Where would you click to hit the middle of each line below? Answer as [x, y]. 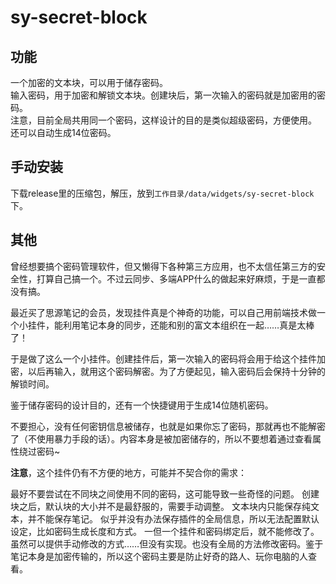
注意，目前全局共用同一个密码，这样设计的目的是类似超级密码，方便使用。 [163, 120]
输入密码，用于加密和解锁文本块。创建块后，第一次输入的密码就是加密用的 [163, 95]
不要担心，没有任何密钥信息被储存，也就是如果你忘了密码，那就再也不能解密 [168, 426]
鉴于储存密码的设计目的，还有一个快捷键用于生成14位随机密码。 [142, 405]
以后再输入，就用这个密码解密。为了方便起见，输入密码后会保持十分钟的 [176, 371]
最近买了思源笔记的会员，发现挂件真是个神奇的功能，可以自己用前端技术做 [163, 312]
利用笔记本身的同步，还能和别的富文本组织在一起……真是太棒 [188, 325]
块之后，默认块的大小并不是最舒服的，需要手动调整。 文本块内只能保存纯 [160, 506]
